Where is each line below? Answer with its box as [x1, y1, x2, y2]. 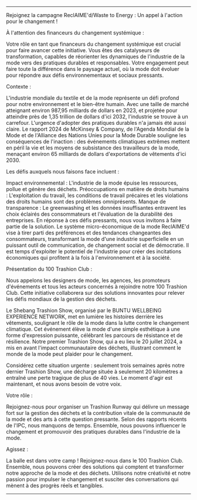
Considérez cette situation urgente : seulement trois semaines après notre [6, 362, 185, 369]
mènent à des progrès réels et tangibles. [6, 482, 104, 489]
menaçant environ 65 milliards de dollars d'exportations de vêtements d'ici [6, 151, 186, 157]
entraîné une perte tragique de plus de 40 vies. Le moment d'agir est [6, 375, 173, 381]
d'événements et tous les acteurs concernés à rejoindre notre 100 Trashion [6, 283, 188, 290]
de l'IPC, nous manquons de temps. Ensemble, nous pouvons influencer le [6, 422, 186, 428]
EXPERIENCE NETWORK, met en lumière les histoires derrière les [6, 313, 164, 320]
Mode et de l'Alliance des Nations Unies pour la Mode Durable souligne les [6, 132, 186, 138]
